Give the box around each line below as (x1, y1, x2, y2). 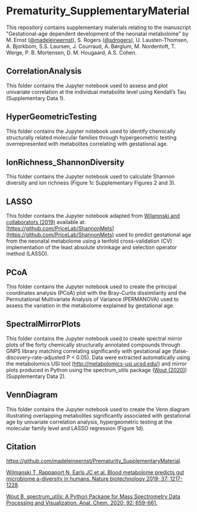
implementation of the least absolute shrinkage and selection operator (6, 244, 177, 251)
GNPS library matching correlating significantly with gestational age (6, 347, 172, 354)
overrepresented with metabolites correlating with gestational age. (6, 140, 169, 147)
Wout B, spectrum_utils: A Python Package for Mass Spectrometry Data (6, 493, 180, 500)
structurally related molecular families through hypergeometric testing (6, 133, 177, 141)
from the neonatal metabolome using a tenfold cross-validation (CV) (6, 237, 173, 244)
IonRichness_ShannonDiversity (6, 157, 125, 167)
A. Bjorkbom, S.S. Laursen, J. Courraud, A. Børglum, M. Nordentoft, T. (6, 43, 176, 50)
